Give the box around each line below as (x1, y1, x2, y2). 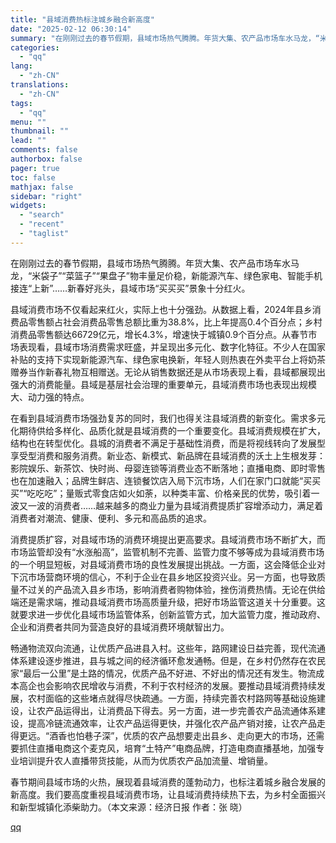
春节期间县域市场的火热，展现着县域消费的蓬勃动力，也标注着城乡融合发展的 (10, 776, 326, 788)
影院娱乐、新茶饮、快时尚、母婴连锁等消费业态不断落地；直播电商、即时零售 (10, 462, 326, 474)
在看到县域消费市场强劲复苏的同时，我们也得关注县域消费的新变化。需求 (10, 412, 308, 424)
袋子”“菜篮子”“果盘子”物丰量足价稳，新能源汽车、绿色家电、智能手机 (40, 269, 323, 281)
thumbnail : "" (10, 126, 70, 136)
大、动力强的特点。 (10, 391, 90, 403)
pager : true (10, 163, 60, 173)
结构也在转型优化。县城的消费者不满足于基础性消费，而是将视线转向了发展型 (10, 437, 326, 449)
